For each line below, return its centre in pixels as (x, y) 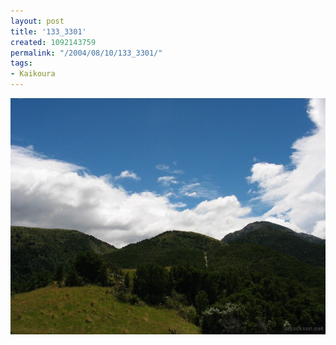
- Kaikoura (33, 74)
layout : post (37, 21)
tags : (21, 63)
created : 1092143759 (53, 42)
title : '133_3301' (48, 31)
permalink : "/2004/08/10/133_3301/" (86, 53)
